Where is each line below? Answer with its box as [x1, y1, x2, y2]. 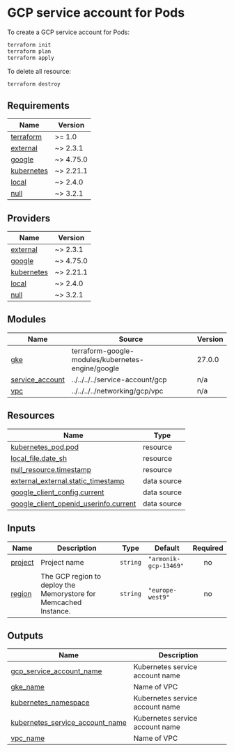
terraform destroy [7, 80, 61, 88]
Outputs [7, 629, 44, 641]
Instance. [40, 606, 71, 616]
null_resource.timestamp [10, 464, 92, 474]
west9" [148, 593, 170, 601]
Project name [40, 557, 84, 567]
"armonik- [148, 555, 181, 563]
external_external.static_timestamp [10, 476, 125, 485]
